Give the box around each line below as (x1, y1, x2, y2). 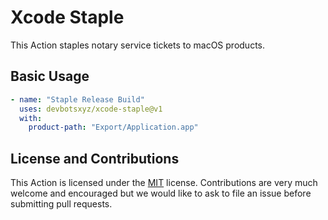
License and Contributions (10, 150, 180, 167)
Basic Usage (10, 68, 90, 85)
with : (19, 113, 43, 123)
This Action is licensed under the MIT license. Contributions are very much (10, 177, 318, 189)
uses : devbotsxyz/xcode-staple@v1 (19, 104, 163, 114)
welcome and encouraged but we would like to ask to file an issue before (10, 187, 312, 200)
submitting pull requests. (10, 198, 113, 210)
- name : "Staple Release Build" (10, 94, 145, 105)
